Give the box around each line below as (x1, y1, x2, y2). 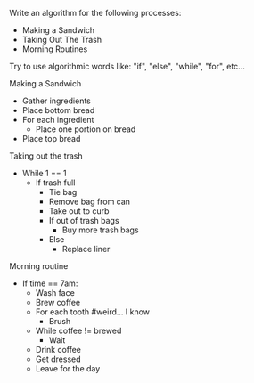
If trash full (35, 177, 76, 188)
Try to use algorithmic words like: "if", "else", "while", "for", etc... (9, 61, 245, 71)
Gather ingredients (21, 95, 92, 106)
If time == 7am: (21, 278, 78, 289)
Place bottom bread (21, 105, 95, 115)
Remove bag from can (48, 196, 131, 207)
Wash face (35, 288, 76, 297)
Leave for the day (35, 363, 101, 373)
